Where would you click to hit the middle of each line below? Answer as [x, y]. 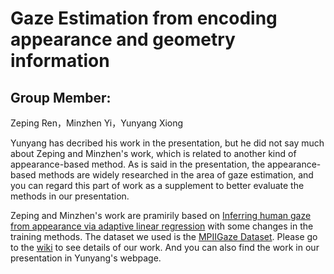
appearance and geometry [123, 39]
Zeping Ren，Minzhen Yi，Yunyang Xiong [97, 123]
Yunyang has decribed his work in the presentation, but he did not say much [167, 143]
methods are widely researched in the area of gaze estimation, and [176, 175]
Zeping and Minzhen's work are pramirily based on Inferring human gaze [161, 215]
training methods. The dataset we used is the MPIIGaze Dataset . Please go [164, 236]
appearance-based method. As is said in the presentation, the [138, 164]
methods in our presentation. [70, 196]
